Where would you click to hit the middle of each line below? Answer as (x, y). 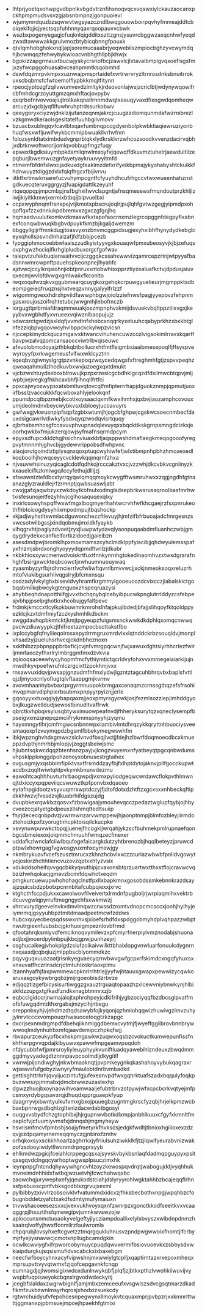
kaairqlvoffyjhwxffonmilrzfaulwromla (58, 1225)
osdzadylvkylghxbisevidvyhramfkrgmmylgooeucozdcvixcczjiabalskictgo (103, 581)
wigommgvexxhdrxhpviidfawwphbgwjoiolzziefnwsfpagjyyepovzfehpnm (103, 295)
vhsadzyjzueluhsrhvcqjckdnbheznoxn (60, 640)
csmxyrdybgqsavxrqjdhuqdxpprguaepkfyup (67, 1095)
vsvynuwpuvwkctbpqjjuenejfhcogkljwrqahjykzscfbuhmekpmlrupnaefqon (103, 828)
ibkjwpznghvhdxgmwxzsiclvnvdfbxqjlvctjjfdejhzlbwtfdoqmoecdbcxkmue (103, 737)
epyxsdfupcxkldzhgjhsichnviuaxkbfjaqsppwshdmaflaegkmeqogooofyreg (104, 438)
